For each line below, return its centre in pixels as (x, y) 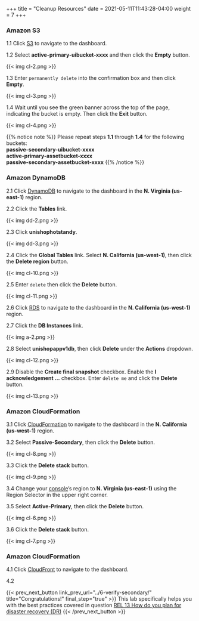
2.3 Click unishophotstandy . (42, 231)
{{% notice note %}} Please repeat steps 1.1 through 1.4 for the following (95, 137)
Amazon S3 (23, 30)
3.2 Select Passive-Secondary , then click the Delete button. (80, 442)
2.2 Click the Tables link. (37, 209)
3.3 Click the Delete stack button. (48, 465)
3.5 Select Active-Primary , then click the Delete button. (75, 506)
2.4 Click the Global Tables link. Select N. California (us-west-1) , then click (99, 255)
